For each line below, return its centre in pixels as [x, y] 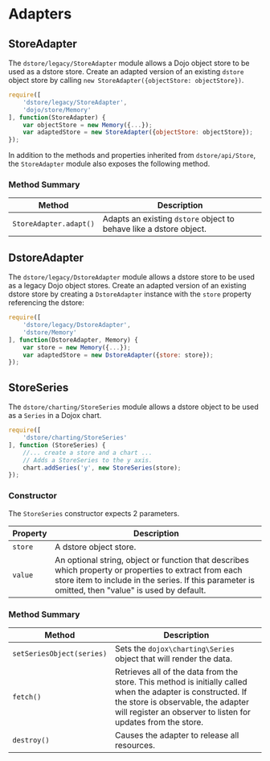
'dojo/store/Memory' [57, 110]
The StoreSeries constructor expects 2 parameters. [94, 513]
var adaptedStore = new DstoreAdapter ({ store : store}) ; [119, 355]
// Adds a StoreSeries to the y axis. [88, 460]
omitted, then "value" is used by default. [131, 590]
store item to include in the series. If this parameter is [155, 580]
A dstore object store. [96, 547]
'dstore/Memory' [50, 332]
